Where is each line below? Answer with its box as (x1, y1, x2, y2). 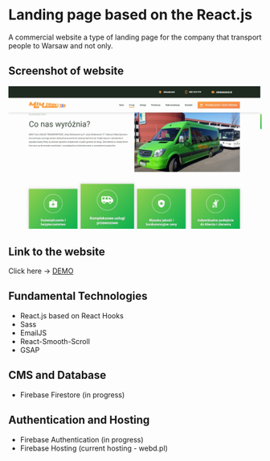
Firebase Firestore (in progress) (19, 389, 125, 400)
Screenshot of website (8, 64, 125, 78)
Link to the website (8, 244, 106, 259)
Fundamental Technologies (8, 289, 148, 303)
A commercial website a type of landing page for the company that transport (8, 32, 262, 42)
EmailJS (19, 328, 47, 338)
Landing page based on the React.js (8, 6, 253, 24)
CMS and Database (8, 368, 107, 382)
